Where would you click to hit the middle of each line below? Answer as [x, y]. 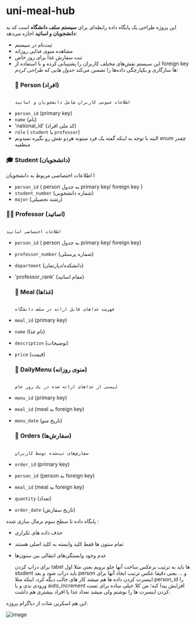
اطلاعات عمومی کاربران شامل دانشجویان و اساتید [72, 102]
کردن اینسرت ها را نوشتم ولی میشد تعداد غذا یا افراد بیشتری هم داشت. [92, 592]
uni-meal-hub [40, 11]
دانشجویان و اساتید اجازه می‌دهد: [42, 33]
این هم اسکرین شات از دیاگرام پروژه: [47, 603]
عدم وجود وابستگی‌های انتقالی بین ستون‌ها [60, 555]
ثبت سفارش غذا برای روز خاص [48, 57]
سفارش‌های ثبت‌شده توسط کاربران [52, 453]
